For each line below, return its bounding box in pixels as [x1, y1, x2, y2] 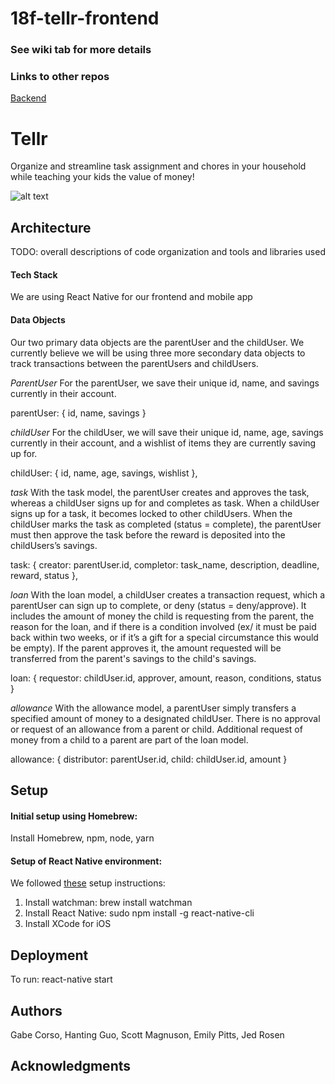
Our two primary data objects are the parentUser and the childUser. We [10, 336, 305, 348]
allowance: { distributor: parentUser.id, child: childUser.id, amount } [10, 753, 288, 765]
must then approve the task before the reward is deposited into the [10, 528, 286, 541]
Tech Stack [10, 268, 58, 281]
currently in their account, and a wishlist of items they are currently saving [10, 437, 317, 449]
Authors [10, 1002, 63, 1019]
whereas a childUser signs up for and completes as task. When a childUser [10, 497, 320, 509]
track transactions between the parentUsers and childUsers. [10, 357, 259, 369]
